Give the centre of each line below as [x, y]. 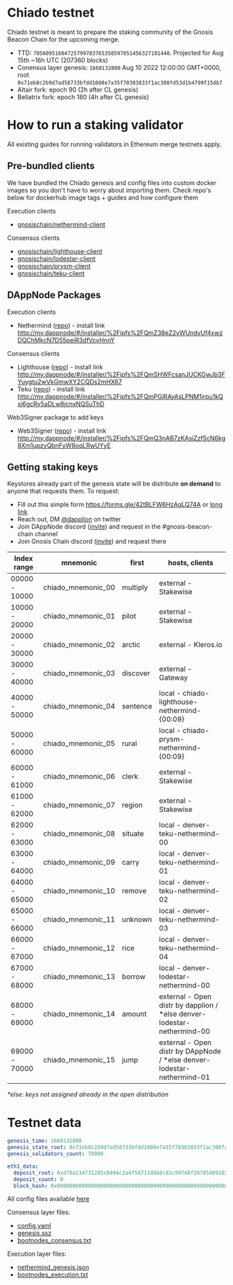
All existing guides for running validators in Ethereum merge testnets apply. [114, 144]
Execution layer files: [37, 1254]
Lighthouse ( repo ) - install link [60, 367]
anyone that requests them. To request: [63, 491]
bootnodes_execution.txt [53, 1275]
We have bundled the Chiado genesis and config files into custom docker [112, 182]
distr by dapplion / [189, 1006]
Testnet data [44, 1122]
